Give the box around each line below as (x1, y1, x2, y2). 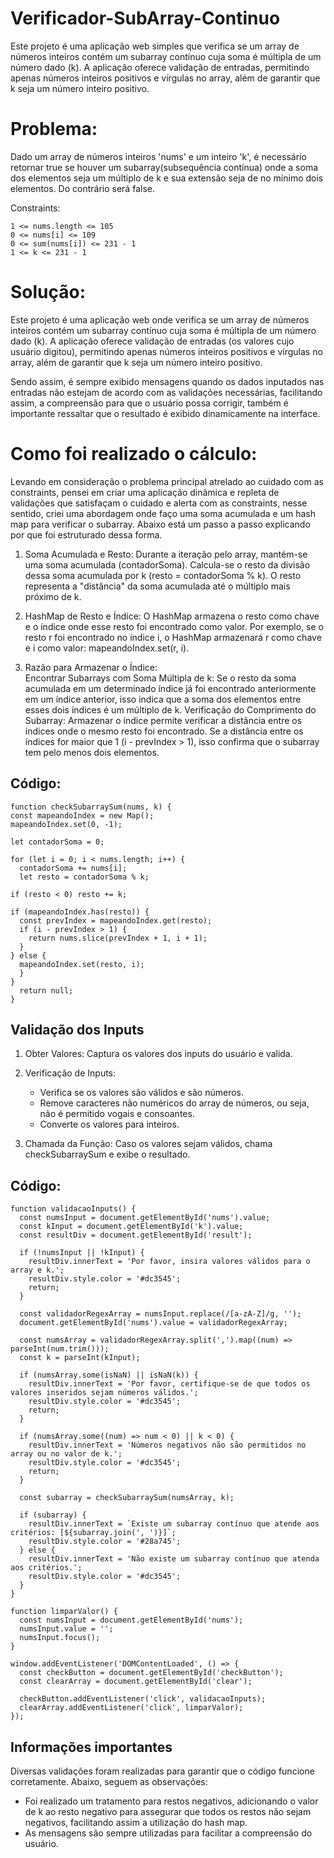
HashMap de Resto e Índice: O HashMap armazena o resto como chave (24, 610, 320, 622)
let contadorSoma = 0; (10, 837, 105, 847)
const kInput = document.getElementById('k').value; (19, 1222, 244, 1232)
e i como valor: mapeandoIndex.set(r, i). (24, 642, 190, 654)
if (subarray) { (19, 1510, 87, 1521)
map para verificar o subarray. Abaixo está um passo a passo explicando (10, 518, 311, 530)
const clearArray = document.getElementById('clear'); (19, 1677, 253, 1687)
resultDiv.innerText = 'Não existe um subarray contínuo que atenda (28, 1554, 320, 1564)
